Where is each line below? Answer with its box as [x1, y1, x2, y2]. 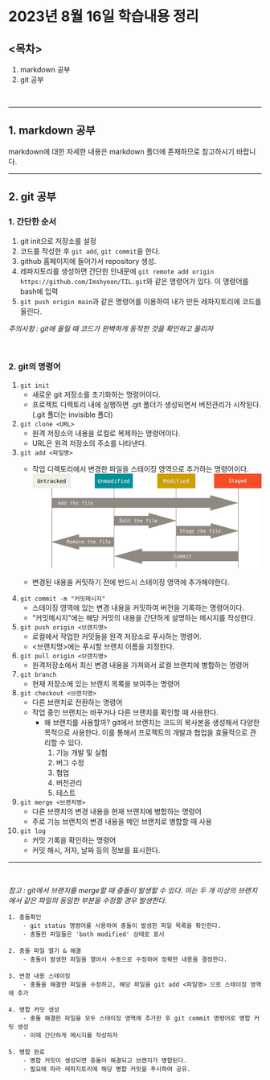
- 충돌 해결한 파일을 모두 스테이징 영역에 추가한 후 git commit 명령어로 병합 [22, 1015, 251, 1023]
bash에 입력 [19, 286, 59, 296]
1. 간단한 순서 [8, 216, 57, 228]
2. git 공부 [8, 190, 56, 204]
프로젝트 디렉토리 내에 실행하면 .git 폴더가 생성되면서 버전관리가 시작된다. [31, 399, 261, 409]
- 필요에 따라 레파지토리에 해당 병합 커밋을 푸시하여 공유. [22, 1066, 191, 1074]
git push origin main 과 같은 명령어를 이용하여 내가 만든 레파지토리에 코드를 [19, 296, 262, 306]
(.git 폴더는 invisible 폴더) [31, 410, 114, 419]
